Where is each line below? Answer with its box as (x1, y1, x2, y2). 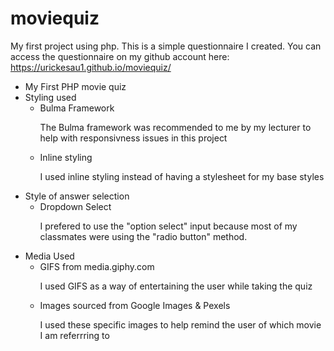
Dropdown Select (39, 200, 112, 212)
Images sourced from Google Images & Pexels (39, 299, 231, 311)
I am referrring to (39, 329, 110, 341)
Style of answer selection (24, 190, 130, 202)
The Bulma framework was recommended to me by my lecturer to (39, 121, 312, 133)
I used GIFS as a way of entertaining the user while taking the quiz (39, 280, 313, 292)
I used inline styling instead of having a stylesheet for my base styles (39, 170, 325, 182)
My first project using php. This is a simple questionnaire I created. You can (10, 40, 322, 52)
